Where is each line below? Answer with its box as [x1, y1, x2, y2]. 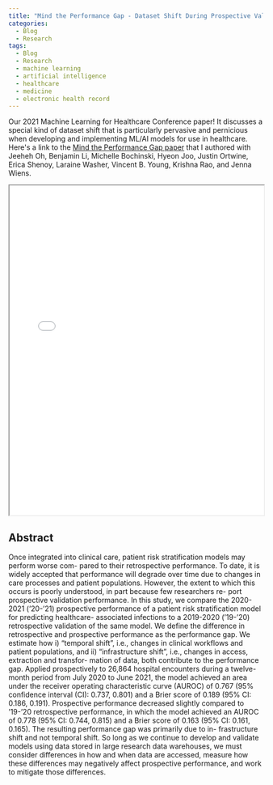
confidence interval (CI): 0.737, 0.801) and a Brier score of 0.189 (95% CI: [8, 690, 252, 700]
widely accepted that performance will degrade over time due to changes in [8, 570, 261, 579]
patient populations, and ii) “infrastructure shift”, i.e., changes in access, [8, 647, 249, 656]
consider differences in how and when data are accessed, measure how [8, 750, 249, 760]
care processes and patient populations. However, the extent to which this [8, 578, 256, 588]
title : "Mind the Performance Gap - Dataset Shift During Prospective [8, 11, 251, 20]
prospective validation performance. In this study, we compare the [8, 596, 229, 605]
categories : [8, 19, 48, 28]
